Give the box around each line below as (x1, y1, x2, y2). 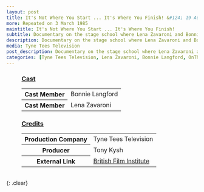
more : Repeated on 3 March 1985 (6, 20, 88, 26)
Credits (21, 119, 44, 128)
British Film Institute (93, 157, 150, 165)
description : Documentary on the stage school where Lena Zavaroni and (6, 37, 191, 43)
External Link (36, 157, 76, 166)
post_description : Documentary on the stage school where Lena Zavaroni (6, 49, 194, 55)
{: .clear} (6, 179, 29, 187)
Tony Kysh (93, 146, 123, 154)
